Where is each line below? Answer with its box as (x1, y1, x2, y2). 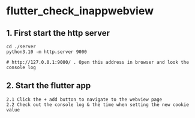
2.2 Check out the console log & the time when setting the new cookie (6, 101, 189, 108)
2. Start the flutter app (6, 80, 91, 91)
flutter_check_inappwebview (6, 4, 154, 18)
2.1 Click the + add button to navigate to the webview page (6, 97, 163, 103)
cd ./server (6, 44, 36, 49)
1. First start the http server (6, 28, 110, 38)
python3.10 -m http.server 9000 (6, 49, 87, 55)
